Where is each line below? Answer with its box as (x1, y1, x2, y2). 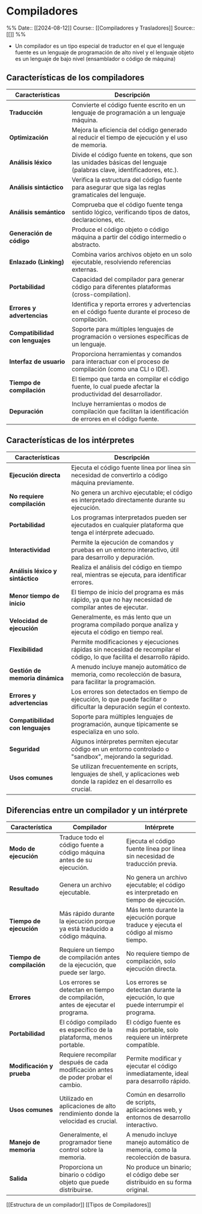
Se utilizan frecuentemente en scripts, (71, 762, 179, 770)
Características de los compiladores (6, 72, 145, 83)
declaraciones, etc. (72, 216, 126, 224)
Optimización (9, 133, 49, 141)
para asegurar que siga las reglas (72, 183, 166, 191)
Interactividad (9, 545, 50, 554)
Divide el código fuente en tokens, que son (72, 150, 192, 159)
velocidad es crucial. (59, 1117, 118, 1125)
